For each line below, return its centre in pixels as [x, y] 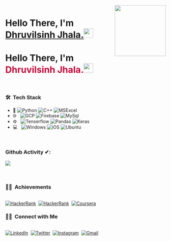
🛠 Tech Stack [23, 98]
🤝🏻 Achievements [28, 187]
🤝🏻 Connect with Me [32, 217]
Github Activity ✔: [28, 152]
